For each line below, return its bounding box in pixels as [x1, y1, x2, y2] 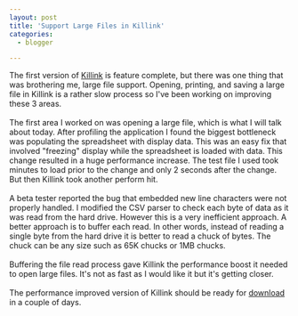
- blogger [17, 37, 53, 47]
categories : [9, 29, 53, 38]
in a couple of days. [9, 297, 82, 308]
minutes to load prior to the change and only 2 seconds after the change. [9, 165, 278, 175]
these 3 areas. [9, 99, 62, 109]
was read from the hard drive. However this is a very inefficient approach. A [9, 212, 287, 223]
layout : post [9, 12, 58, 22]
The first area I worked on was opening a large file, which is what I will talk [9, 117, 282, 128]
